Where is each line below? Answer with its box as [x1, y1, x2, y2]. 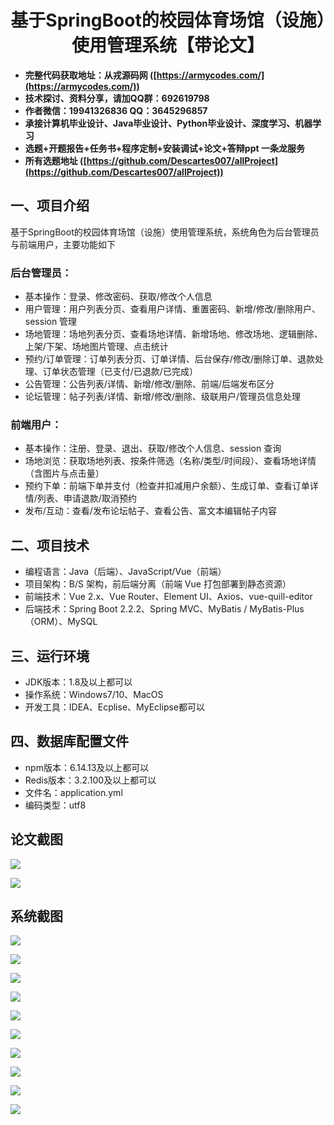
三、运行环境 [10, 647, 90, 665]
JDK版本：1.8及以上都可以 [24, 676, 133, 688]
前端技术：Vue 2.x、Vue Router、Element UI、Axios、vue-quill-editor [24, 591, 313, 603]
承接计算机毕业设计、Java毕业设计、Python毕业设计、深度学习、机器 [24, 117, 313, 129]
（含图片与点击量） [24, 467, 105, 480]
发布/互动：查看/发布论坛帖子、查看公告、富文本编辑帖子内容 [24, 505, 277, 517]
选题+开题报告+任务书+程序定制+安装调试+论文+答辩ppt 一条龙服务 [24, 142, 305, 154]
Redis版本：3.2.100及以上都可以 [24, 774, 157, 786]
